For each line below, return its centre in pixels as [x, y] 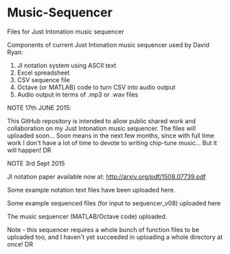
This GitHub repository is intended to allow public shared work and [101, 120]
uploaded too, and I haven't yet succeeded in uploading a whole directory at [115, 237]
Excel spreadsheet [43, 73]
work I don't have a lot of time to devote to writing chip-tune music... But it [112, 142]
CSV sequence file [43, 79]
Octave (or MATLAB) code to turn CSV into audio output [96, 87]
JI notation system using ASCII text [67, 65]
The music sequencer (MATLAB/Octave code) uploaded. [87, 216]
